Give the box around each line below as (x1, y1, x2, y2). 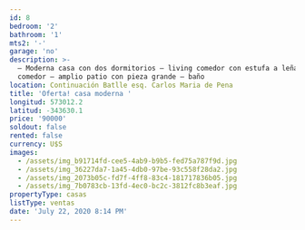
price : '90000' (9, 114, 67, 123)
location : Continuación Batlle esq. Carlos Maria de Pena (9, 81, 233, 90)
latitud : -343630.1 (9, 106, 84, 115)
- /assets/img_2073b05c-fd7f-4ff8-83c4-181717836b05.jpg (17, 173, 238, 182)
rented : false (9, 131, 64, 140)
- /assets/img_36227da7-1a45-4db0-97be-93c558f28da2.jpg (17, 165, 238, 174)
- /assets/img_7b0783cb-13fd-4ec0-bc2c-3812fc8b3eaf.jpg (17, 182, 238, 191)
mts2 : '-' (9, 38, 47, 48)
